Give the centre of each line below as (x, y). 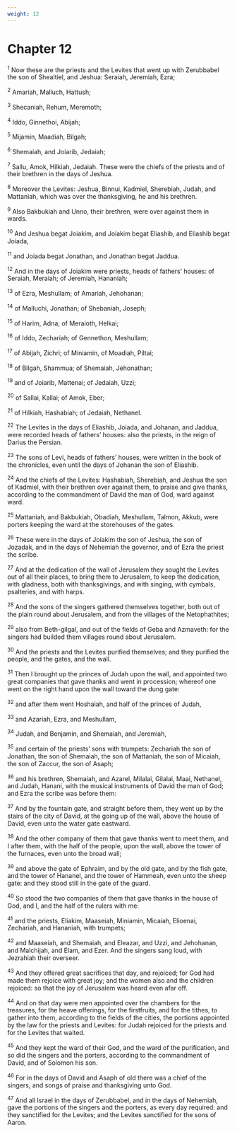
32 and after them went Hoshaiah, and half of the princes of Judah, (104, 703)
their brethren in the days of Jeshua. (60, 174)
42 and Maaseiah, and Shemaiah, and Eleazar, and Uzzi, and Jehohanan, (113, 942)
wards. (17, 219)
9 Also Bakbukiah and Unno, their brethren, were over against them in (108, 211)
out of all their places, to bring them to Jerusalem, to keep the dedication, (114, 577)
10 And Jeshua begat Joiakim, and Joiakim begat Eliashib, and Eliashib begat (119, 233)
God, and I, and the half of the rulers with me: (73, 906)
